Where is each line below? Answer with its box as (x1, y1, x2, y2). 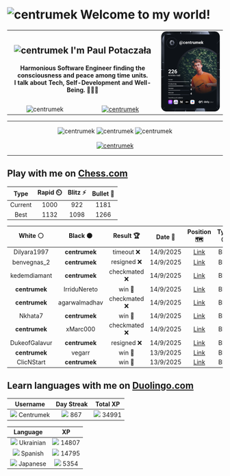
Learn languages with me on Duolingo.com (7, 379, 194, 391)
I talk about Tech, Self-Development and (14, 79, 133, 87)
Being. (66, 86, 86, 94)
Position (187, 227, 212, 236)
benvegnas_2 (12, 258, 51, 266)
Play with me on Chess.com (7, 168, 128, 180)
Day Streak (55, 400, 88, 408)
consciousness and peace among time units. (17, 71, 149, 80)
